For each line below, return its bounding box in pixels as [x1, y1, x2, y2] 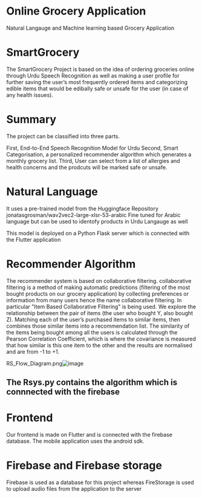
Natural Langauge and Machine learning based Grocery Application [6, 24, 175, 32]
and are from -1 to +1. [6, 348, 60, 355]
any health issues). [6, 91, 53, 98]
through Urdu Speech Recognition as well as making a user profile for [6, 71, 180, 79]
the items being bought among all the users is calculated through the [6, 328, 178, 336]
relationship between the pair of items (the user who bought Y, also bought [6, 309, 194, 316]
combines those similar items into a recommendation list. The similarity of [6, 322, 190, 330]
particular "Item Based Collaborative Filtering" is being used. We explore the [6, 303, 197, 310]
